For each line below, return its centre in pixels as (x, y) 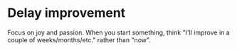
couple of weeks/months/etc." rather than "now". (79, 39)
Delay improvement (67, 13)
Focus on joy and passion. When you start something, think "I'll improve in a (118, 32)
